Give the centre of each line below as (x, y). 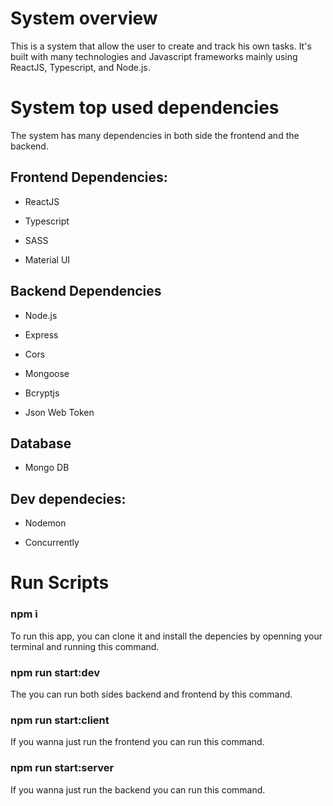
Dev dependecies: (68, 498)
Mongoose (47, 373)
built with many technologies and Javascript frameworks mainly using (154, 56)
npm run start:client (60, 720)
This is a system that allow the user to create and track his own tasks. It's (161, 46)
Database (41, 443)
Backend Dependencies (86, 291)
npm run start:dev (55, 672)
